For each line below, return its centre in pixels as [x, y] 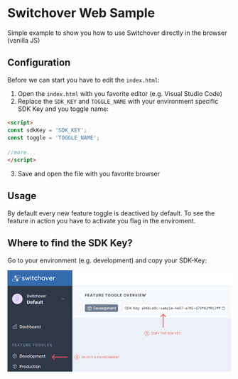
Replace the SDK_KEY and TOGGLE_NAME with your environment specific [118, 101]
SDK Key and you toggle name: [63, 109]
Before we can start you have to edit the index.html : [83, 80]
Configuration [39, 63]
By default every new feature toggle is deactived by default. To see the [111, 213]
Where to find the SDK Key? [70, 243]
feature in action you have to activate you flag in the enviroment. [102, 220]
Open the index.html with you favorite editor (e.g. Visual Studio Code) [120, 93]
